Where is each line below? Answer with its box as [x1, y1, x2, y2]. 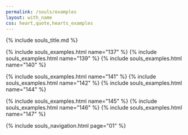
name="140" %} [5, 61, 47, 68]
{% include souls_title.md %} [5, 37, 78, 44]
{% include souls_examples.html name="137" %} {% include [5, 48, 157, 56]
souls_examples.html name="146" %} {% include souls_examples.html [5, 104, 183, 111]
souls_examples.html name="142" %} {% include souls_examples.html [5, 79, 183, 87]
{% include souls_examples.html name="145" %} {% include [5, 97, 158, 105]
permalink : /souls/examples [5, 8, 77, 15]
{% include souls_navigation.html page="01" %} [5, 122, 126, 130]
